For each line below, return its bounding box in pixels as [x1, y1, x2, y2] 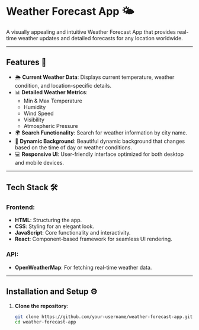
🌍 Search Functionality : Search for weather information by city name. [14, 129, 188, 136]
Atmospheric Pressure [23, 122, 78, 129]
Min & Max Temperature [23, 97, 83, 104]
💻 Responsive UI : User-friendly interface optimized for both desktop [14, 150, 184, 158]
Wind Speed [23, 110, 54, 117]
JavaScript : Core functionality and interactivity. [14, 229, 131, 236]
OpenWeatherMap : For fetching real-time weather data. [14, 264, 152, 271]
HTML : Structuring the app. [14, 217, 82, 224]
